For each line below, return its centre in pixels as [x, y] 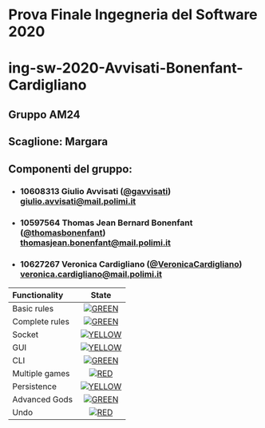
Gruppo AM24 [45, 115]
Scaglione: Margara [58, 142]
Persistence [35, 386]
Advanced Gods [43, 399]
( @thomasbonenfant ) [63, 233]
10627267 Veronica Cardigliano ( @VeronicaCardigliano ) [131, 264]
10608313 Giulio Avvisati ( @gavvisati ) [95, 192]
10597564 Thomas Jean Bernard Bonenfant [106, 223]
